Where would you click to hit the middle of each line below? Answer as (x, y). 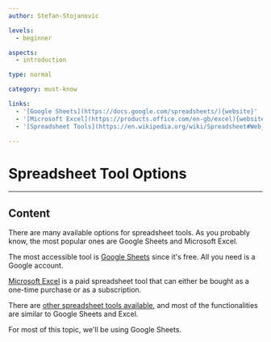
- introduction (41, 60)
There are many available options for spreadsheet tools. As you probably (129, 233)
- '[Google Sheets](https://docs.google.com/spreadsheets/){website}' (137, 111)
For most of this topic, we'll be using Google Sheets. (95, 330)
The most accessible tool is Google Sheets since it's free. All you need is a (132, 257)
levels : (21, 30)
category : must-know (43, 90)
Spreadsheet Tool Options (98, 173)
